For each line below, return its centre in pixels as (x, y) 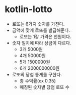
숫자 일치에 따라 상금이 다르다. (42, 43)
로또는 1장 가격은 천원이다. (45, 36)
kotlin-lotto (28, 9)
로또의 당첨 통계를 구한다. (37, 74)
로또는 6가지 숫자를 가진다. (38, 24)
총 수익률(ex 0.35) (37, 81)
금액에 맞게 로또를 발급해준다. (41, 30)
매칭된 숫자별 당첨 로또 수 (45, 87)
